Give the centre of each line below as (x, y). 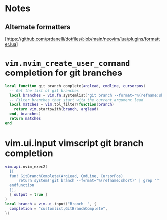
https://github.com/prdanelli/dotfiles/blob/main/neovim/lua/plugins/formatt (83, 39)
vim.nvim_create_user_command (68, 63)
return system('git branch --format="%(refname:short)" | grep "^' (90, 181)
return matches (25, 119)
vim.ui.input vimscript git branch (74, 143)
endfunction (22, 185)
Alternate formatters (38, 27)
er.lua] (12, 44)
